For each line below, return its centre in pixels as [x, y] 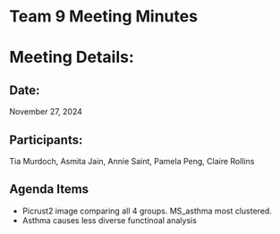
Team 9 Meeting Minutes [104, 17]
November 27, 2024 [46, 112]
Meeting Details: [72, 58]
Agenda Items [49, 189]
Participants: [46, 140]
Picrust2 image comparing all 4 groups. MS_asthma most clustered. [147, 211]
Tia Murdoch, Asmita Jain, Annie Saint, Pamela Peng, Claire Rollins [132, 161]
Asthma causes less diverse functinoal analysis [109, 220]
